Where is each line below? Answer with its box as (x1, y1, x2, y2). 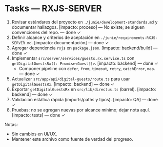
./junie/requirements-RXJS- (101, 35, 158, 40)
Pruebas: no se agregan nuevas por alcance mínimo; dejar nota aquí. (11, 107, 150, 112)
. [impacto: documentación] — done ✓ (31, 39, 109, 45)
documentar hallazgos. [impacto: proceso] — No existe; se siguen (11, 24, 145, 30)
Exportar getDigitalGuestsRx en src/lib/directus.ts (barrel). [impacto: (11, 86, 157, 92)
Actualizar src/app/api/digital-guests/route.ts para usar (11, 76, 130, 82)
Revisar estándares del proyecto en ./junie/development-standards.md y (11, 19, 158, 25)
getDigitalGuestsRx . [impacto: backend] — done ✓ (11, 81, 115, 87)
